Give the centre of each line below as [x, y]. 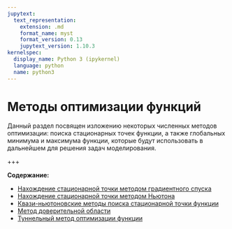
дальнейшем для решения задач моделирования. [82, 148]
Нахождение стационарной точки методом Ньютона [96, 196]
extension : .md [42, 27]
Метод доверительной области [64, 211]
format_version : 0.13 [51, 40]
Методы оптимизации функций [104, 106]
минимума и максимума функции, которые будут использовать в [105, 141]
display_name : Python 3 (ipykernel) [67, 59]
